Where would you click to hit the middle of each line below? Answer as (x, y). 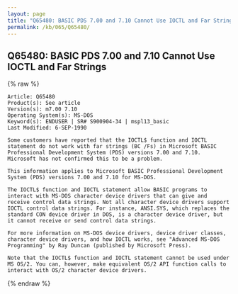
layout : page (27, 14)
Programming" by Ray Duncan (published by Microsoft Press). (100, 246)
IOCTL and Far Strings (57, 67)
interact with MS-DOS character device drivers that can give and (107, 196)
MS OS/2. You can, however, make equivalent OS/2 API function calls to (117, 264)
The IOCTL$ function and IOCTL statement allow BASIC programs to (107, 190)
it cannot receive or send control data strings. (82, 221)
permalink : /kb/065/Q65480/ (49, 27)
